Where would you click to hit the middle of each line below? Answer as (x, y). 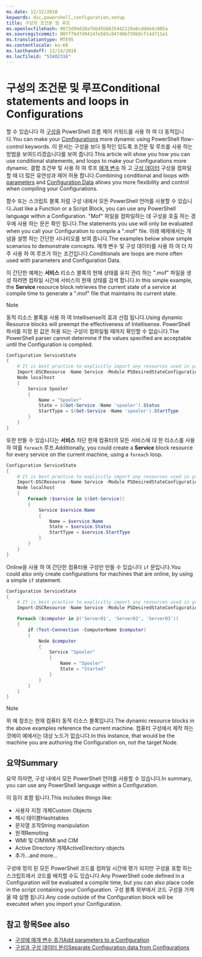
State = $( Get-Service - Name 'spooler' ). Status (99, 406)
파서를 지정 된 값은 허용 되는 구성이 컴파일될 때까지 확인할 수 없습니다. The (93, 331)
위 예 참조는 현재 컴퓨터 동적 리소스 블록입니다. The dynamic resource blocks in (100, 721)
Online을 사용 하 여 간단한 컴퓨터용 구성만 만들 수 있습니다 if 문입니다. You (93, 567)
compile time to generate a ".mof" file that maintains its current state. (92, 293)
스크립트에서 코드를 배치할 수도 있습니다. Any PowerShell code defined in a (95, 876)
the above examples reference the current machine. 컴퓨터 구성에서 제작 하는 (100, 728)
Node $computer (57, 641)
